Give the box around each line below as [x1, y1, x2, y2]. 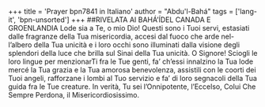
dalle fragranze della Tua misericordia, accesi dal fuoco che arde [8, 31, 220, 41]
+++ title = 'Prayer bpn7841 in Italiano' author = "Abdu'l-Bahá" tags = [8, 7, 234, 16]
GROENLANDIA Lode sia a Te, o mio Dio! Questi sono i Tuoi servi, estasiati [8, 24, 250, 32]
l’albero [8, 40, 32, 50]
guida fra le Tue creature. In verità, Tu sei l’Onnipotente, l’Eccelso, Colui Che [8, 82, 256, 91]
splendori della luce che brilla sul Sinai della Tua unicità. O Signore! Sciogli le [8, 49, 258, 57]
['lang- [235, 7, 257, 16]
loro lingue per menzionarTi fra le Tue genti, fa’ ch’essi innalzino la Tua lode [8, 57, 254, 66]
